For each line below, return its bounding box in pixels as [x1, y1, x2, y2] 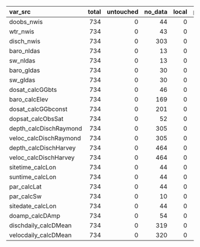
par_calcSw [9, 192, 42, 200]
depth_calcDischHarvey [9, 144, 76, 152]
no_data [143, 8, 168, 16]
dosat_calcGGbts [9, 86, 57, 94]
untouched [107, 8, 139, 16]
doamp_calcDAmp [9, 212, 61, 220]
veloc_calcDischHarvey [9, 153, 75, 162]
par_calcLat [9, 183, 42, 190]
